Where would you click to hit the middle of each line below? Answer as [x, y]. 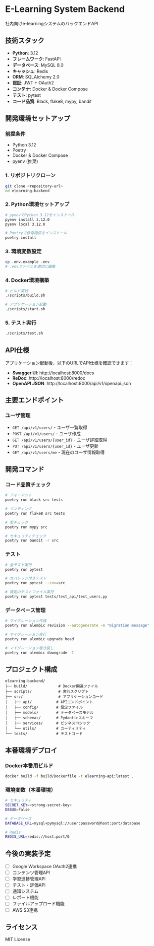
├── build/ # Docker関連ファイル [52, 686]
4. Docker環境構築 [27, 280]
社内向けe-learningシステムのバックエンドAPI [52, 23]
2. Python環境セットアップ [37, 204]
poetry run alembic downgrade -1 [40, 653]
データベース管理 [26, 610]
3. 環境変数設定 [24, 252]
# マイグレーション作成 [26, 621]
